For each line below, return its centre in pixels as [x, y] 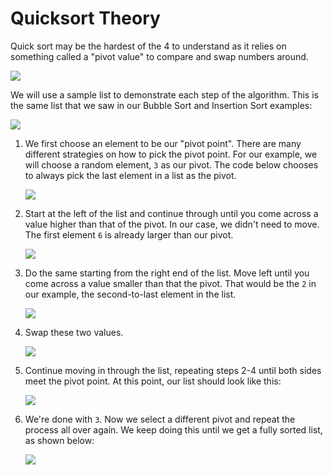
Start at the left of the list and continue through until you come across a [171, 213]
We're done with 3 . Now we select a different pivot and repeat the [160, 419]
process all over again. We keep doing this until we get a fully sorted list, [173, 429]
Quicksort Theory [85, 18]
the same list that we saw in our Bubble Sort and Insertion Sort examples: [161, 105]
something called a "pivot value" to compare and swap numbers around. [159, 56]
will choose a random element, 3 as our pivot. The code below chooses [171, 164]
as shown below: [59, 440]
